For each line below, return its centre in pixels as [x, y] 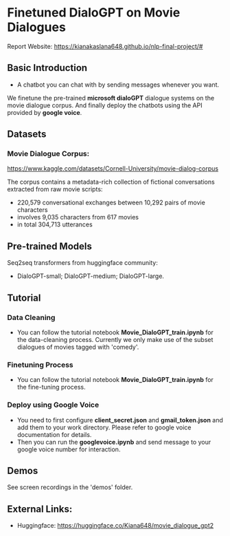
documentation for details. [54, 434]
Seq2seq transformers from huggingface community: [82, 263]
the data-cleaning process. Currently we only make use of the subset [115, 339]
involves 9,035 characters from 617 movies [78, 217]
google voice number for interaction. [69, 449]
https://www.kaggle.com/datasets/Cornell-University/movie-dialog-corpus [113, 169]
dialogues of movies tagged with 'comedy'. [78, 347]
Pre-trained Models [50, 246]
